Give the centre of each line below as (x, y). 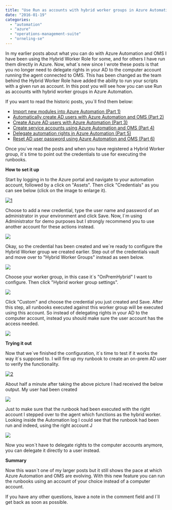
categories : (18, 20)
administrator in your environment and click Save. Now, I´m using (74, 216)
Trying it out (19, 343)
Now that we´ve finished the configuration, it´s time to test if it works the (81, 353)
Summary (16, 460)
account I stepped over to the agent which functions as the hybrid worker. (83, 414)
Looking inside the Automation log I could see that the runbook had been (82, 420)
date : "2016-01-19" (26, 15)
